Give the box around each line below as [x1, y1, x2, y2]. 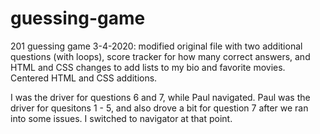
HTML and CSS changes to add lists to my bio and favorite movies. [10, 61, 286, 73]
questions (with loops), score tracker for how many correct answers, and [10, 50, 311, 62]
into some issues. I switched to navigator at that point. [10, 112, 233, 124]
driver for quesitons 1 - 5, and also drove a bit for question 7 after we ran [10, 102, 309, 114]
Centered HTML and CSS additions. [10, 72, 158, 84]
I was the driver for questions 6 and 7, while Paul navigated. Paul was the [10, 91, 311, 103]
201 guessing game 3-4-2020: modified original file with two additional [10, 40, 303, 52]
